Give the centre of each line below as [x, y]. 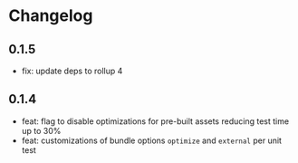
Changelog [51, 16]
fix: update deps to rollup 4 [72, 71]
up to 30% [41, 130]
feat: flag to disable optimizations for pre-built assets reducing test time [155, 121]
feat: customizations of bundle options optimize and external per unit [152, 140]
